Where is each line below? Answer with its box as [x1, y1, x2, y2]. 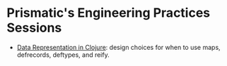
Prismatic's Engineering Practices [6, 5, 211, 21]
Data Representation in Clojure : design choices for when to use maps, [16, 43, 221, 51]
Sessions [6, 20, 62, 36]
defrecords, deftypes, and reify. [16, 51, 110, 59]
